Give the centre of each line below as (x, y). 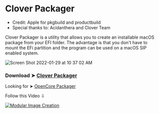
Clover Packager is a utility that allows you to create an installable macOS (80, 37)
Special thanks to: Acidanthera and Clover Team (61, 27)
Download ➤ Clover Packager (41, 75)
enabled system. (22, 53)
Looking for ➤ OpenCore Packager (40, 86)
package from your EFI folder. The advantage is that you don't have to (76, 42)
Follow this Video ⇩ (25, 96)
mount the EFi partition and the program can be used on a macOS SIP (76, 48)
